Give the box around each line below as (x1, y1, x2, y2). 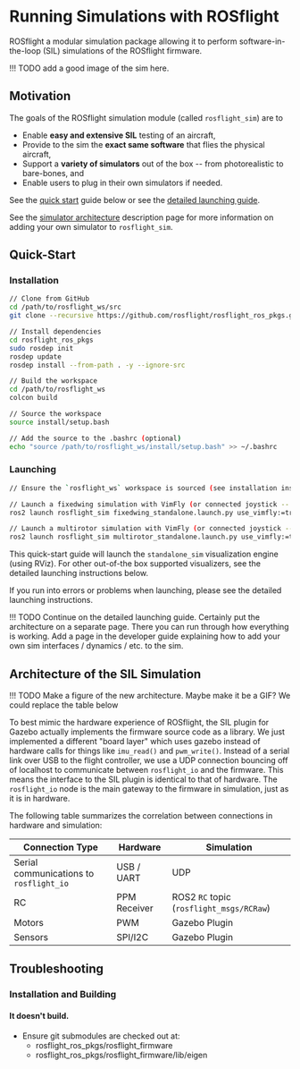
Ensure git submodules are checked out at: (21, 1031, 180, 1041)
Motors (13, 917, 45, 929)
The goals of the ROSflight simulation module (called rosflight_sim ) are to (9, 112, 284, 123)
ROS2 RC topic (171, 891, 232, 904)
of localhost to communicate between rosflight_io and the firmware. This (9, 765, 284, 776)
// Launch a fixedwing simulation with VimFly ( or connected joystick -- (9, 499, 290, 509)
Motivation (9, 89, 71, 104)
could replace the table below (9, 700, 119, 710)
